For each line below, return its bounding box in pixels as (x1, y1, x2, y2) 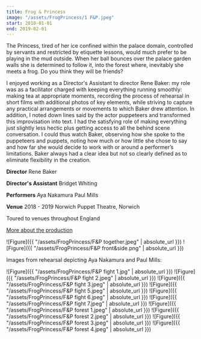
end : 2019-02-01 (6, 25, 47, 32)
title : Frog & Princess (6, 8, 66, 15)
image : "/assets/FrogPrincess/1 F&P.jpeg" (6, 14, 114, 21)
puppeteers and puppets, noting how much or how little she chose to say (6, 137, 188, 145)
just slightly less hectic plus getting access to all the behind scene (6, 124, 170, 131)
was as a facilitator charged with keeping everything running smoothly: (6, 86, 182, 93)
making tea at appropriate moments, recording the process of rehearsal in (6, 92, 190, 100)
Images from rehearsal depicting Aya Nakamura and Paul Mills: (6, 256, 162, 264)
